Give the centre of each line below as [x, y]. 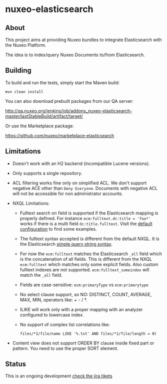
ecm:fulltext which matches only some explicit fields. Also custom [89, 264]
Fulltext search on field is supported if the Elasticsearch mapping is [89, 213]
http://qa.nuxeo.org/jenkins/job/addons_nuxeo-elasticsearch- [69, 111]
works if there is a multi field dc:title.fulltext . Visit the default [86, 224]
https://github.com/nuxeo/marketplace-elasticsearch [60, 135]
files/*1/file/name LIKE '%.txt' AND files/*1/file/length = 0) [88, 334]
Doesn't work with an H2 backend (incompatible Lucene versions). [81, 163]
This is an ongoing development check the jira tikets [59, 376]
